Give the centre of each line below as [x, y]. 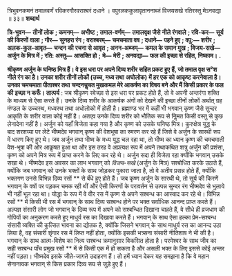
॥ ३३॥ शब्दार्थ [23, 18]
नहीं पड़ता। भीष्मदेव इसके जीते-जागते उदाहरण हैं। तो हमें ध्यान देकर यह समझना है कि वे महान [108, 256]
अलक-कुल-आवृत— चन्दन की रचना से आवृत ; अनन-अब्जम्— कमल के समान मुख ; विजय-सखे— [114, 48]
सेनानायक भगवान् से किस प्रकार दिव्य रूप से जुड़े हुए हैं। [67, 264]
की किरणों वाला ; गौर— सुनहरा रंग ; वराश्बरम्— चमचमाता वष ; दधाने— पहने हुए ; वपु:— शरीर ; [111, 40]
